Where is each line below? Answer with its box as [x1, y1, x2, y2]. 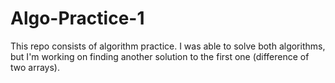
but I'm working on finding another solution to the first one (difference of [10, 50, 310, 62]
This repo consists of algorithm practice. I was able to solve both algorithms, [10, 40, 326, 52]
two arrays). [10, 61, 60, 73]
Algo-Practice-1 [10, 7, 145, 30]
